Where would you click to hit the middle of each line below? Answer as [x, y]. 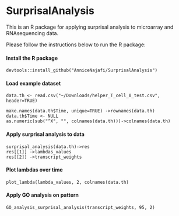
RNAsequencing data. [32, 33]
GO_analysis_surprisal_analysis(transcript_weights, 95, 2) [81, 207]
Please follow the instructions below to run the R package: [76, 44]
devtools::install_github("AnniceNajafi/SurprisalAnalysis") [82, 71]
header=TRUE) [22, 101]
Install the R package [32, 58]
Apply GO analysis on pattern [43, 195]
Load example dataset [34, 83]
